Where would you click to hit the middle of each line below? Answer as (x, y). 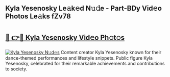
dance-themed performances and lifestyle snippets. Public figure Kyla (79, 58)
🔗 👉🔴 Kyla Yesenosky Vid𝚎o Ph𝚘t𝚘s (65, 37)
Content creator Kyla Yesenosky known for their (111, 52)
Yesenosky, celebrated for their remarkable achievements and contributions (85, 63)
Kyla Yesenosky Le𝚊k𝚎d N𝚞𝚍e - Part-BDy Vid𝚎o (84, 8)
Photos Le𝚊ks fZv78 (38, 17)
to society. (16, 69)
